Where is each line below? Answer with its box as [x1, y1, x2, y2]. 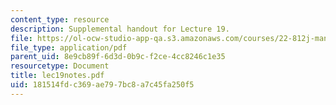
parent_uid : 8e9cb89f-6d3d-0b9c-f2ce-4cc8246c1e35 [10, 52, 226, 62]
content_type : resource [10, 14, 110, 25]
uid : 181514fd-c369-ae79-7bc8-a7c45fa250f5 [10, 80, 195, 90]
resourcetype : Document [10, 61, 110, 71]
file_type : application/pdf [10, 42, 128, 53]
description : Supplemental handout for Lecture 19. [10, 24, 230, 34]
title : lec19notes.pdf [10, 71, 105, 81]
